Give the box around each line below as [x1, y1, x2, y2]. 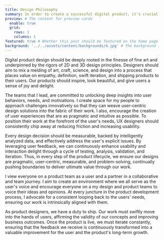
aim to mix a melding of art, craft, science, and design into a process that [5, 67, 152, 73]
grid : [9, 25, 21, 30]
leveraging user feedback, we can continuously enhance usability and [5, 143, 146, 149]
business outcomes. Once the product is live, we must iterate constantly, [5, 219, 151, 225]
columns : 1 [14, 35, 36, 40]
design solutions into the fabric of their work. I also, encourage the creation [5, 108, 157, 114]
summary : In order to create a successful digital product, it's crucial [5, 12, 159, 17]
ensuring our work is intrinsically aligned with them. [5, 199, 109, 205]
